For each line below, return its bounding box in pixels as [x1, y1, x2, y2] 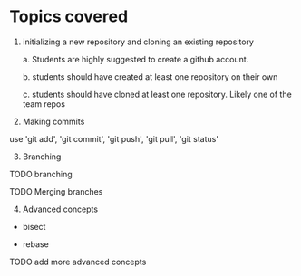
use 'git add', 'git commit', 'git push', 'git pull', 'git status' [9, 133, 219, 144]
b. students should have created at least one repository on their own [22, 71, 278, 82]
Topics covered [9, 6, 129, 27]
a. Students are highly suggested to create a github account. [22, 53, 249, 64]
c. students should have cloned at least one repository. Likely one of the [22, 89, 292, 100]
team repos [22, 98, 66, 109]
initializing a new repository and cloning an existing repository [22, 36, 254, 47]
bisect [22, 221, 46, 232]
